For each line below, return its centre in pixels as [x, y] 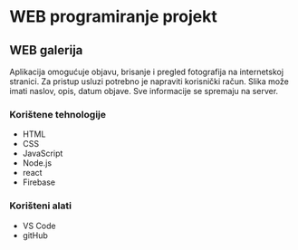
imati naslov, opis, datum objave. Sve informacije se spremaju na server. [144, 91]
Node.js [37, 163]
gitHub [35, 235]
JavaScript [43, 154]
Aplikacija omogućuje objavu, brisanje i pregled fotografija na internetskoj [146, 72]
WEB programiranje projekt [113, 17]
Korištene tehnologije [58, 114]
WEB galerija [46, 50]
